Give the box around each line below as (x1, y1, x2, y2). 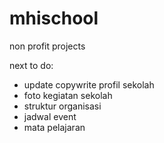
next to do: (9, 59, 54, 71)
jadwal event (23, 110, 77, 122)
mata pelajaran (23, 121, 86, 133)
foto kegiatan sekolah (23, 89, 113, 101)
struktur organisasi (23, 100, 102, 112)
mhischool (9, 7, 99, 30)
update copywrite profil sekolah (23, 78, 155, 91)
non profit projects (9, 40, 86, 52)
